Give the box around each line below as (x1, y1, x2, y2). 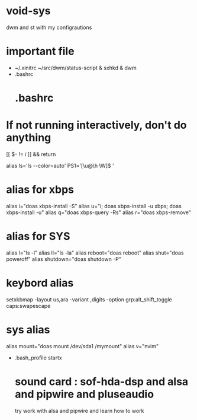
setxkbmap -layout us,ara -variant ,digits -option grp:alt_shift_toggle (6, 295, 173, 303)
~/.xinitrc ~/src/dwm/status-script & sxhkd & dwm (14, 64, 137, 71)
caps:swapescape (6, 302, 51, 309)
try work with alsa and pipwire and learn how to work (14, 407, 144, 414)
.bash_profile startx (14, 354, 62, 361)
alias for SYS (6, 230, 70, 243)
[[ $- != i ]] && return (6, 151, 56, 158)
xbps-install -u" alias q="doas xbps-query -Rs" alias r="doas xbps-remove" (6, 209, 191, 216)
